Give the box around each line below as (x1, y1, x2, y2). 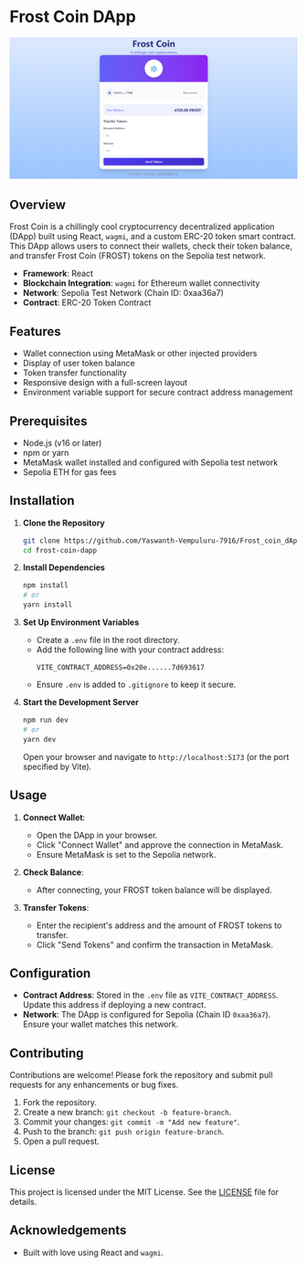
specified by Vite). (22, 761, 92, 772)
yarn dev (22, 734, 57, 744)
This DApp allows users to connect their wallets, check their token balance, (9, 240, 293, 252)
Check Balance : (22, 866, 84, 878)
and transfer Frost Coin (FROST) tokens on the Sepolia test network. (9, 250, 267, 261)
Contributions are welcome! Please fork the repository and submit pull (9, 1070, 273, 1081)
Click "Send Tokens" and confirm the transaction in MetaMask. (36, 939, 274, 950)
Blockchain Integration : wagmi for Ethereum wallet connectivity (22, 278, 260, 289)
